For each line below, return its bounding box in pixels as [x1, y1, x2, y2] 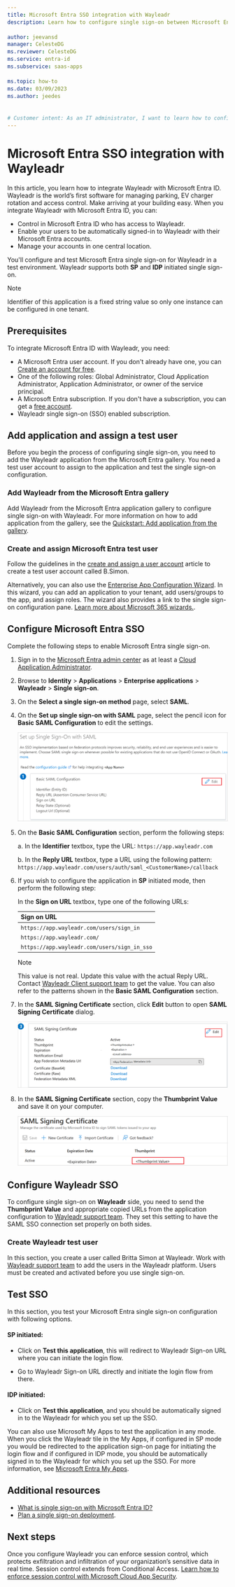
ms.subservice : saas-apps [7, 63, 83, 70]
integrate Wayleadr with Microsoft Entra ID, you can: [7, 206, 157, 214]
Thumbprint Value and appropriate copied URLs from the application [7, 1205, 207, 1214]
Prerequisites [7, 326, 67, 337]
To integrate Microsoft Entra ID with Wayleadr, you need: [7, 344, 170, 352]
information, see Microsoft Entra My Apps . [7, 1464, 129, 1473]
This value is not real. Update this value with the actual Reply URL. [17, 972, 208, 980]
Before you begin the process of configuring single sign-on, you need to [7, 448, 215, 456]
